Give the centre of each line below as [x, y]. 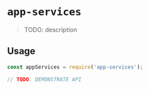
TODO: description [51, 29]
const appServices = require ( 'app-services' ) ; [75, 67]
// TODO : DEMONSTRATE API [44, 79]
